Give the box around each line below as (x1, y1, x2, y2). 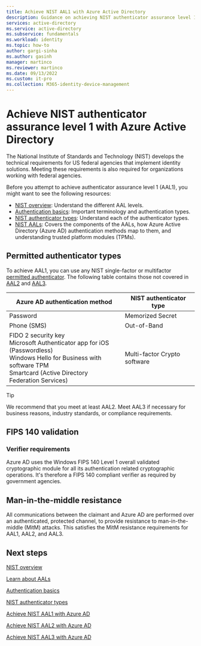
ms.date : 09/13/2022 (6, 70, 58, 76)
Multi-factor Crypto (124, 350, 181, 358)
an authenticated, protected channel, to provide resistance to (6, 517, 157, 525)
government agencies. (6, 478, 62, 485)
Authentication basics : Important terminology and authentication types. (14, 208, 191, 215)
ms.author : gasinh (6, 53, 52, 59)
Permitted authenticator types (6, 251, 121, 261)
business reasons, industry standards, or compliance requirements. (6, 409, 172, 416)
